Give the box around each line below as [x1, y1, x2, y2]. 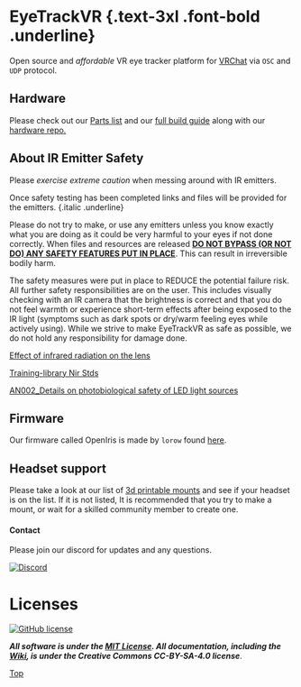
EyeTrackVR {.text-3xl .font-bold [9, 6, 260, 27]
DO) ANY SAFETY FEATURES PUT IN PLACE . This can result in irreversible [9, 248, 288, 259]
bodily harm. [9, 257, 57, 268]
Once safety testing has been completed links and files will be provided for [9, 192, 287, 203]
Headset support [9, 461, 106, 476]
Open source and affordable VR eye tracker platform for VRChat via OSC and [9, 55, 291, 66]
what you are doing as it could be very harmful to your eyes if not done [9, 228, 273, 240]
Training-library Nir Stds [9, 367, 99, 378]
